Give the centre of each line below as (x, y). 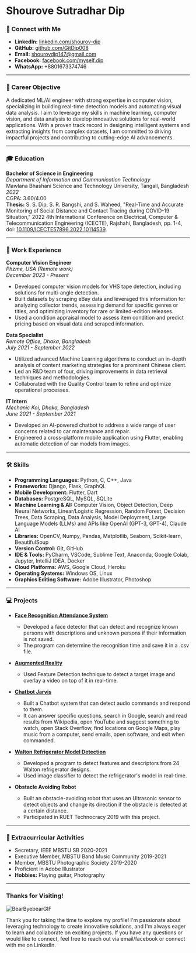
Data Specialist (25, 335)
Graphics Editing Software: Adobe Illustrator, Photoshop (83, 579)
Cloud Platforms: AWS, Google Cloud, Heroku (70, 567)
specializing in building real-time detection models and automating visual (94, 106)
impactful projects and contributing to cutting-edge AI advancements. (90, 137)
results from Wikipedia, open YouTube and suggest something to (101, 722)
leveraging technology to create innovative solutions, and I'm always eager (96, 926)
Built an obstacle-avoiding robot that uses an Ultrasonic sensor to (102, 798)
